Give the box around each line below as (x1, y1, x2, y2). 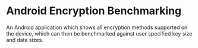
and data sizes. (6, 36, 43, 43)
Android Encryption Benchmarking (6, 4, 182, 18)
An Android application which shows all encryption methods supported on (6, 24, 188, 31)
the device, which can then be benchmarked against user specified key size (6, 30, 193, 37)
